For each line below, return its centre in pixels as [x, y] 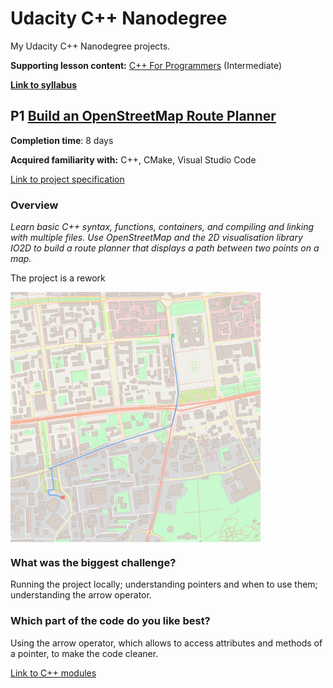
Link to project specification [67, 179]
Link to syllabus [44, 84]
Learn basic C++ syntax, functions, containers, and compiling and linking [162, 227]
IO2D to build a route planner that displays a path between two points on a [165, 248]
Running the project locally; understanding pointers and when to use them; [164, 584]
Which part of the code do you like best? [110, 621]
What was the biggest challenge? [93, 562]
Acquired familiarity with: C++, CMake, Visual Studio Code [133, 159]
